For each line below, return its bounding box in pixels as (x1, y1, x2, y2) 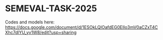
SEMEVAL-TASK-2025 (5, 3, 97, 14)
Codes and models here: (5, 19, 55, 25)
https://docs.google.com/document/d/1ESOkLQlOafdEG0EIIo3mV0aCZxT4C (5, 24, 158, 30)
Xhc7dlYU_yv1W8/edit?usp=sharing (5, 29, 77, 35)
